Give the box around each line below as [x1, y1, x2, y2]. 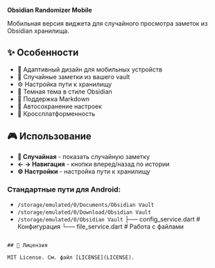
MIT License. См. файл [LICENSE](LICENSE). [7, 253, 135, 261]
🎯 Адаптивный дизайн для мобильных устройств [17, 65, 163, 74]
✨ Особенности [7, 47, 79, 58]
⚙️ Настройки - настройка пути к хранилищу [17, 167, 150, 176]
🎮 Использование [7, 131, 92, 142]
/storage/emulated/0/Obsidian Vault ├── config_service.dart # [17, 215, 200, 223]
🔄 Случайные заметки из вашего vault [17, 72, 130, 81]
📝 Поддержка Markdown [17, 94, 90, 103]
